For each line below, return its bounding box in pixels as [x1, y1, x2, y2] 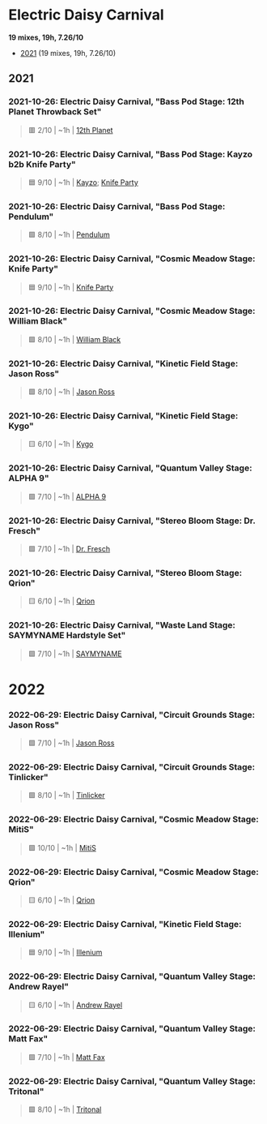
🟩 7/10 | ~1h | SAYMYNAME [28, 649, 123, 659]
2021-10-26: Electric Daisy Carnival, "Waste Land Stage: [8, 620, 236, 631]
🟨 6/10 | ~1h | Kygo [28, 440, 94, 449]
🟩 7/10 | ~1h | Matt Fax [28, 1052, 105, 1062]
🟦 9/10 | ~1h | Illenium [28, 947, 103, 958]
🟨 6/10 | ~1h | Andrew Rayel [28, 1000, 123, 1010]
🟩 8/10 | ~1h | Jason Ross [28, 387, 116, 397]
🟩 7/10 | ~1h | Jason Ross [28, 738, 115, 748]
